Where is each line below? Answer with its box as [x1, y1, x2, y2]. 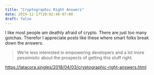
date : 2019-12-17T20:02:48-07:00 [5, 12, 73, 17]
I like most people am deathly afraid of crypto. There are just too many [5, 30, 147, 36]
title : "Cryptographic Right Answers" [5, 7, 84, 12]
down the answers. [5, 40, 44, 46]
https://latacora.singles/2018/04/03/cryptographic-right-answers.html [5, 64, 147, 70]
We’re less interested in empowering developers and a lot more [17, 50, 145, 55]
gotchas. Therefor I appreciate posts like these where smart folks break [5, 35, 149, 41]
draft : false [5, 16, 32, 21]
